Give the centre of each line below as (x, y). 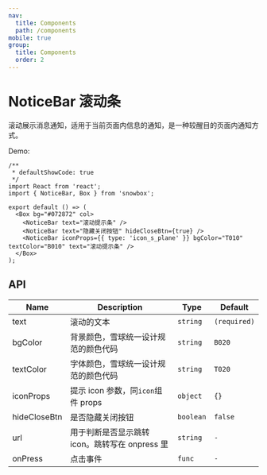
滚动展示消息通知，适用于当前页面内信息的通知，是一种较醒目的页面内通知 (130, 125)
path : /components (46, 30)
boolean (192, 417)
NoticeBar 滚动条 (65, 102)
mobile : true (30, 38)
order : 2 (30, 60)
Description (120, 307)
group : (19, 45)
